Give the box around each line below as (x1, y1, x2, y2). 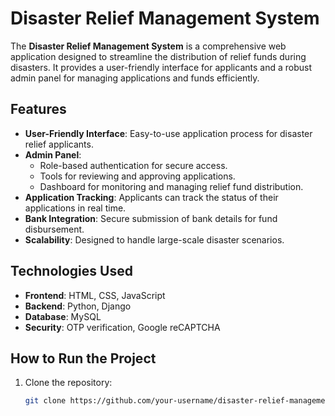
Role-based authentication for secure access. (39, 159, 228, 171)
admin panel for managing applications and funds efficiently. (10, 72, 260, 84)
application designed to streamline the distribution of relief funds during (10, 50, 307, 62)
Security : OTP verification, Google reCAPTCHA (24, 321, 221, 333)
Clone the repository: (24, 377, 113, 389)
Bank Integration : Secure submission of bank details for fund (24, 212, 278, 224)
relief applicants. (24, 138, 94, 150)
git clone (24, 396, 67, 406)
